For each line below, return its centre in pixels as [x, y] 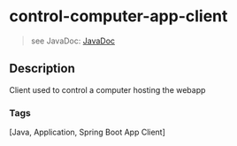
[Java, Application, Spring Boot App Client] [88, 132]
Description [42, 69]
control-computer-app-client [119, 16]
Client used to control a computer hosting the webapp [107, 89]
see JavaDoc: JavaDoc [73, 41]
